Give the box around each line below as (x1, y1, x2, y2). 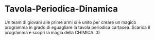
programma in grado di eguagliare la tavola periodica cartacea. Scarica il (4, 24, 150, 30)
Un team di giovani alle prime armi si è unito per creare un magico (4, 19, 137, 25)
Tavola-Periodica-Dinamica (4, 3, 118, 14)
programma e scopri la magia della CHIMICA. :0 (4, 29, 100, 35)
